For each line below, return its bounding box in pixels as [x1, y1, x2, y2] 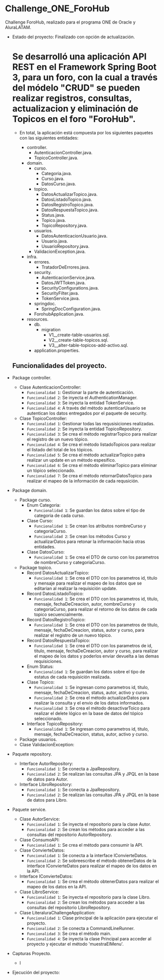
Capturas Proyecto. [12, 950, 51, 956]
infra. [26, 253, 38, 260]
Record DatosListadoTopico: [26, 590, 84, 596]
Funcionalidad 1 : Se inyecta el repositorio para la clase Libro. [26, 894, 151, 900]
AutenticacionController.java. [34, 149, 93, 155]
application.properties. [34, 347, 80, 353]
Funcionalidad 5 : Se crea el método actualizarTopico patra [26, 452, 145, 458]
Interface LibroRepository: [19, 781, 72, 787]
